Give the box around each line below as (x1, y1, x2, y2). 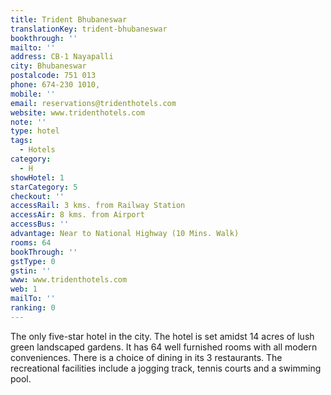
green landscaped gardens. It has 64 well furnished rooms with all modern (10, 341, 318, 353)
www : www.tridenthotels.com (10, 275, 128, 285)
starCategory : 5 (10, 182, 78, 192)
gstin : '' (10, 266, 52, 276)
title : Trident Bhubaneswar (10, 14, 128, 25)
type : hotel (10, 126, 60, 136)
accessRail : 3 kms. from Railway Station (10, 201, 186, 211)
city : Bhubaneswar (10, 61, 87, 71)
